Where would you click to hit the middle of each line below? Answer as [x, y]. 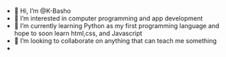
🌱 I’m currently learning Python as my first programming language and [117, 26]
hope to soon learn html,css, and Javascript [78, 33]
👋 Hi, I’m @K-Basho [42, 11]
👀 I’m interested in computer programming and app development [108, 18]
